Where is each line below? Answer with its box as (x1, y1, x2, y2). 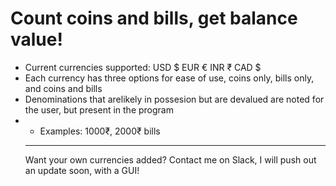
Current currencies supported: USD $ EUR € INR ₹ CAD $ (24, 61, 262, 73)
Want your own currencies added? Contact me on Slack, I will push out (24, 153, 317, 166)
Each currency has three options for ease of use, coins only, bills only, (24, 72, 315, 84)
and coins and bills (24, 82, 103, 94)
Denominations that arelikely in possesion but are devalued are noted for (24, 93, 325, 105)
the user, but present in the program (24, 103, 174, 116)
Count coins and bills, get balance (10, 7, 298, 30)
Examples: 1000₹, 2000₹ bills (39, 125, 161, 137)
